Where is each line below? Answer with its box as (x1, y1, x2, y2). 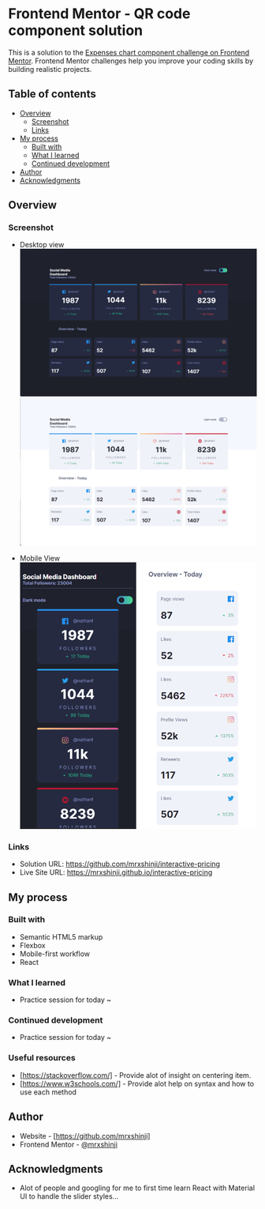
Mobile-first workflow (19, 949, 91, 959)
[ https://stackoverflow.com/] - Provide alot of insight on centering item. (19, 1070, 252, 1079)
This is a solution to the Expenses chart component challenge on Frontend (8, 47, 250, 57)
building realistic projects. (8, 64, 92, 73)
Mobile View (19, 554, 61, 563)
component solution (8, 21, 144, 40)
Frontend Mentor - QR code (8, 5, 191, 23)
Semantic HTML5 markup (19, 932, 103, 941)
